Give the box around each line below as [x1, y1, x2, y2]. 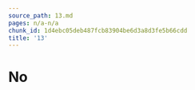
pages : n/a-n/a [8, 19, 59, 27]
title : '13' [8, 33, 48, 42]
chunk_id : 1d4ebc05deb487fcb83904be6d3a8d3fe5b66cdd [8, 26, 188, 34]
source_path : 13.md [8, 11, 74, 20]
